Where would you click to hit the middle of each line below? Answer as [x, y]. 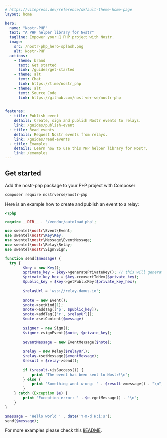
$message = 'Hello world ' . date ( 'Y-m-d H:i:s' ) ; [59, 416]
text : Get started [37, 65]
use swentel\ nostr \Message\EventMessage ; [49, 240]
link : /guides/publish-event [44, 125]
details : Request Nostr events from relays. [61, 134]
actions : [19, 56]
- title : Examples [29, 144]
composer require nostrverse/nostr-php [46, 194]
